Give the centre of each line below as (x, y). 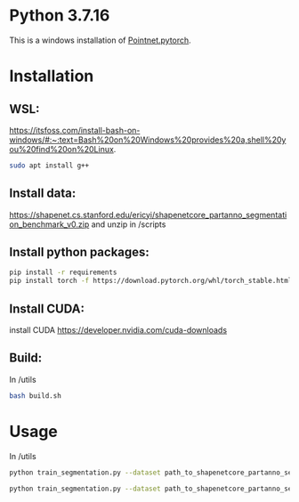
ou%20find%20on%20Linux (61, 149)
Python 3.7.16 (60, 16)
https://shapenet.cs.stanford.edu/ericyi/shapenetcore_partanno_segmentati (148, 215)
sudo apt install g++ (49, 166)
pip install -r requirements (63, 272)
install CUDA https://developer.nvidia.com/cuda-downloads (118, 330)
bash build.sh (36, 396)
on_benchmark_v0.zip (49, 224)
